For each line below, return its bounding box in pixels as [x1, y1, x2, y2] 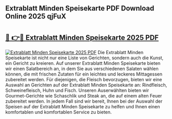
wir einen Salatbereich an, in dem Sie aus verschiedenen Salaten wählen [5, 66, 159, 72]
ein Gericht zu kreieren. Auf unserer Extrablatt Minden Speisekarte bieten [5, 60, 161, 66]
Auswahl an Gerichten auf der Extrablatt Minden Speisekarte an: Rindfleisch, [5, 82, 167, 88]
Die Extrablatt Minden [97, 50, 144, 55]
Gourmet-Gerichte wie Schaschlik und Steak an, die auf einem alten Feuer [5, 93, 162, 99]
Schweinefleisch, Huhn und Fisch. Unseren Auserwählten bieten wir [5, 87, 149, 93]
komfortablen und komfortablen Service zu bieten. [5, 109, 112, 115]
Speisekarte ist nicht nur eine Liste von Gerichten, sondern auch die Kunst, [5, 55, 164, 61]
